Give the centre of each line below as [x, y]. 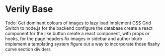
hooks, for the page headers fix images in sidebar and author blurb [74, 39]
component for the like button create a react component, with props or [78, 33]
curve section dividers [28, 49]
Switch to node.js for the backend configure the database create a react [79, 28]
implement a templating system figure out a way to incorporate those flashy [82, 44]
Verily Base [29, 9]
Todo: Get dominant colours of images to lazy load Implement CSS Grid [78, 23]
